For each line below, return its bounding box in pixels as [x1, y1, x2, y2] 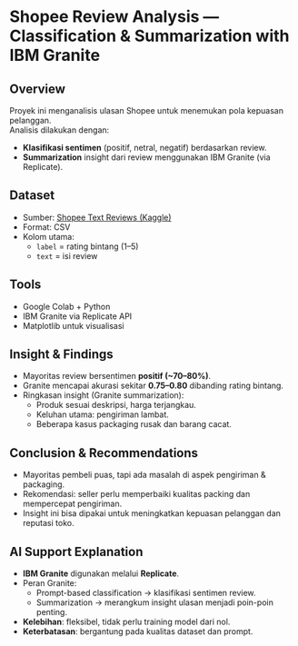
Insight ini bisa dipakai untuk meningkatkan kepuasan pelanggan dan [22, 508, 282, 519]
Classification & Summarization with [9, 25, 290, 46]
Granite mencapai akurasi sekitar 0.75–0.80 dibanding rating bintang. [22, 380, 284, 392]
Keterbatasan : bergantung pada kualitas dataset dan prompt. [22, 626, 253, 637]
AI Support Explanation [9, 543, 144, 560]
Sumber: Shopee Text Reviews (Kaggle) [22, 212, 172, 223]
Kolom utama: [22, 231, 74, 242]
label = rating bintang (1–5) [35, 241, 139, 252]
